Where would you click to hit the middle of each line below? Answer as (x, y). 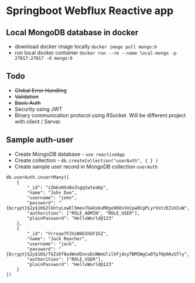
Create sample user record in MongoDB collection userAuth (86, 166)
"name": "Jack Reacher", (57, 238)
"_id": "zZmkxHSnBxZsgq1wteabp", (68, 187)
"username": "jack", (52, 244)
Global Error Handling (41, 90)
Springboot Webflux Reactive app (90, 11)
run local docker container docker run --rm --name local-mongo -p (95, 53)
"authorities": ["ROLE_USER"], (65, 259)
